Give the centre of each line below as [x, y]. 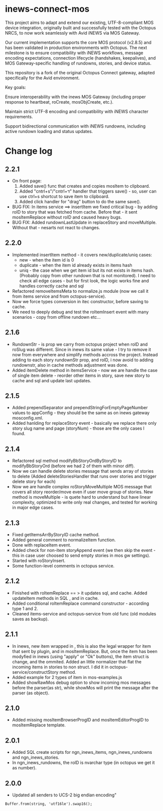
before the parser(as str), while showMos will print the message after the [85, 687]
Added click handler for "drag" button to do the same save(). [80, 201]
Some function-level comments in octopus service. [63, 566]
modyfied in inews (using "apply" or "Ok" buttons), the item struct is [81, 657]
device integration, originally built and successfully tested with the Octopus [81, 27]
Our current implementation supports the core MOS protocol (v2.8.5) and [78, 42]
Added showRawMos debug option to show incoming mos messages [81, 682]
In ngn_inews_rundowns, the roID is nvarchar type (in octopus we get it [83, 763]
